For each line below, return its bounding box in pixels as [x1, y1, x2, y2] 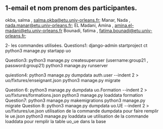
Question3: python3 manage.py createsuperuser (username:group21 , [5, 57, 149, 63]
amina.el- [114, 22, 134, 28]
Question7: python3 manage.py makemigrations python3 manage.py [5, 97, 146, 103]
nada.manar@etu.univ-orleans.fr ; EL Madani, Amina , [5, 22, 114, 28]
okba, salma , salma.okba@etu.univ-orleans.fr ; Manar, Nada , [5, 17, 131, 23]
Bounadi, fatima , [64, 27, 98, 34]
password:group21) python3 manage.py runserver [5, 62, 108, 68]
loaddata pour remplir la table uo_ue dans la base [5, 118, 106, 124]
